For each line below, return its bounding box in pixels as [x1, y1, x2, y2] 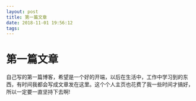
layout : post [6, 8, 39, 15]
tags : [6, 25, 20, 31]
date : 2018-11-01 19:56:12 [6, 20, 73, 26]
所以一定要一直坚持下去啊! [6, 89, 71, 96]
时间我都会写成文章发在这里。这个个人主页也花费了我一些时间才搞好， [21, 81, 194, 88]
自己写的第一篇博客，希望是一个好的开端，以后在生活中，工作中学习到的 [6, 74, 183, 81]
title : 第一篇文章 [6, 14, 48, 20]
